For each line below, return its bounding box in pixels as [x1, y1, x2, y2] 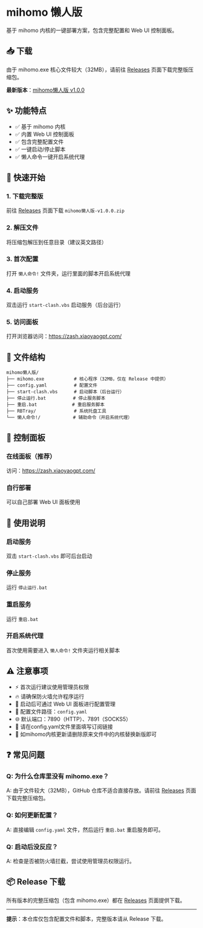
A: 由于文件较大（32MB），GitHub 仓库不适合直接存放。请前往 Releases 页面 [6, 787, 196, 794]
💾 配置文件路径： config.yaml [14, 707, 88, 715]
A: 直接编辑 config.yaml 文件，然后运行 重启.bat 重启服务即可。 [6, 826, 164, 833]
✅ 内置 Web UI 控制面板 [14, 130, 74, 138]
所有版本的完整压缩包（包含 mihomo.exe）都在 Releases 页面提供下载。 [6, 897, 185, 904]
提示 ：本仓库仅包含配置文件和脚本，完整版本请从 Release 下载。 [6, 915, 167, 922]
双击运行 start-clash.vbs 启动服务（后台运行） [6, 301, 124, 309]
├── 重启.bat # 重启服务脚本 [6, 402, 105, 408]
